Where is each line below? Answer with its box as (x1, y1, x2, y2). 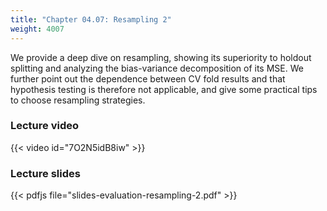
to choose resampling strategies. (10, 94, 146, 106)
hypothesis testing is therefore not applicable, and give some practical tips (10, 83, 318, 95)
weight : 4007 (10, 24, 65, 34)
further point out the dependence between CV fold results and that (10, 72, 286, 85)
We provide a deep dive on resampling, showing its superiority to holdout (10, 51, 312, 63)
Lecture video (10, 119, 80, 133)
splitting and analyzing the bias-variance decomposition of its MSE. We (10, 62, 304, 74)
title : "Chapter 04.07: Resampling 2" (10, 14, 172, 25)
